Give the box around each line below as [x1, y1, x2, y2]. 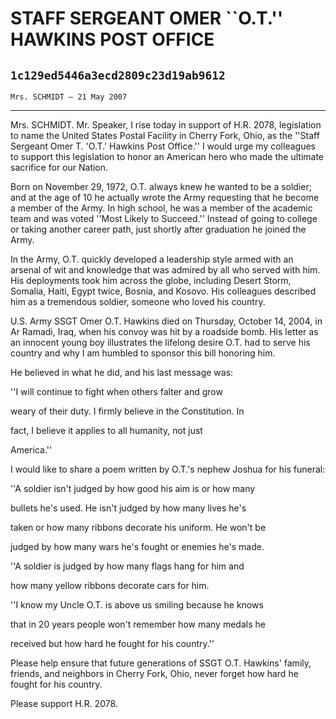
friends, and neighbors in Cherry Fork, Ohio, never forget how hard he [10, 668, 299, 679]
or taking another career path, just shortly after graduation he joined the [10, 223, 307, 235]
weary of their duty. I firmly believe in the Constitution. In [10, 405, 245, 417]
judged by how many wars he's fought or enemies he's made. [10, 541, 265, 552]
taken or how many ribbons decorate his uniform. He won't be [10, 522, 267, 533]
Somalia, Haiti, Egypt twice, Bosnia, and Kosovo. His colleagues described [10, 285, 317, 297]
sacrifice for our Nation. [10, 162, 109, 173]
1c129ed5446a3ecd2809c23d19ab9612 [10, 68, 226, 82]
